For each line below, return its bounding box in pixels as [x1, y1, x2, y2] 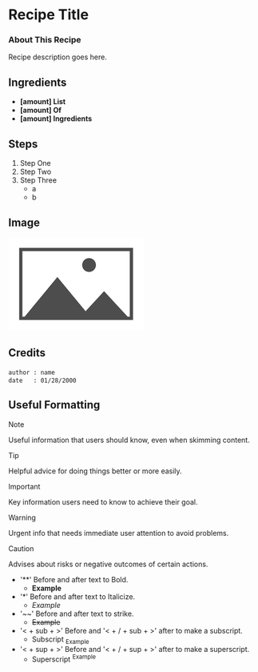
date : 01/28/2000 [8, 376, 77, 384]
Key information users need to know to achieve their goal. [8, 497, 198, 506]
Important [8, 481, 41, 491]
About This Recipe [8, 34, 81, 46]
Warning [8, 513, 36, 522]
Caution [8, 543, 34, 553]
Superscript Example [31, 653, 97, 664]
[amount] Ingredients [19, 114, 93, 123]
